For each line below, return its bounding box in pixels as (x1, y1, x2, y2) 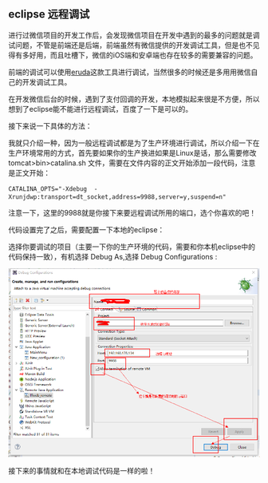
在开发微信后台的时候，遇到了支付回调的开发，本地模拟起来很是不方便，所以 (8, 94, 260, 104)
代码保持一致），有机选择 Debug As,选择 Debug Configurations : (8, 251, 218, 261)
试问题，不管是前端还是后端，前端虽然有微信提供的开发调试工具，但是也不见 (8, 40, 260, 49)
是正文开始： (8, 168, 50, 177)
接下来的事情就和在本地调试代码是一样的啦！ (8, 466, 156, 476)
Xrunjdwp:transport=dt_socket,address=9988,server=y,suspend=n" (8, 192, 227, 201)
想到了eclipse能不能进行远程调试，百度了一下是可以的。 (8, 104, 193, 113)
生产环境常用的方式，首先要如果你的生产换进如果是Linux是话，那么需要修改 (8, 148, 257, 157)
